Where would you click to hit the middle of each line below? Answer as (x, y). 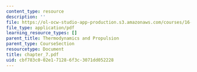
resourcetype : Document (35, 49)
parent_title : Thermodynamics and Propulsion (62, 38)
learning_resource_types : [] (42, 33)
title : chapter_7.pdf (33, 55)
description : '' (26, 17)
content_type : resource (35, 11)
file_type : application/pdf (40, 28)
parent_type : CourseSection (40, 44)
